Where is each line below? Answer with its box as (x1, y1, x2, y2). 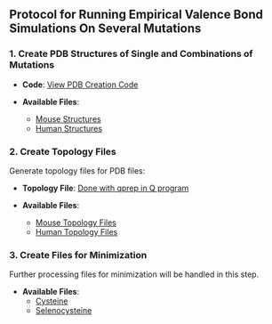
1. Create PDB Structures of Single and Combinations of (9, 48, 253, 61)
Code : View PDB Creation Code (21, 79, 139, 90)
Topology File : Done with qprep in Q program (21, 182, 189, 193)
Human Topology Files (35, 226, 118, 237)
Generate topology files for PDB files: (9, 165, 146, 176)
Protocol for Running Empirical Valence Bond (9, 7, 264, 22)
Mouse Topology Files (35, 217, 117, 228)
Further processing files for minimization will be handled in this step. (9, 269, 260, 279)
